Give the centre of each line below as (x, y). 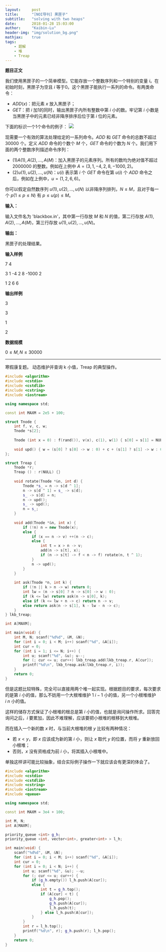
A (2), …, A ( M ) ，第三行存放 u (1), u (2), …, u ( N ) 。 (51, 223)
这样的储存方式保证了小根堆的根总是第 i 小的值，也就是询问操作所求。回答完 (83, 711)
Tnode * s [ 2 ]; (27, 431)
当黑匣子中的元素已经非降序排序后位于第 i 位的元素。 (66, 116)
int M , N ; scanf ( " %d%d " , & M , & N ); (49, 637)
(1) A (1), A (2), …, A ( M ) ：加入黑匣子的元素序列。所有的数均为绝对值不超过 (85, 160)
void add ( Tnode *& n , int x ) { (45, 523)
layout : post (23, 10)
